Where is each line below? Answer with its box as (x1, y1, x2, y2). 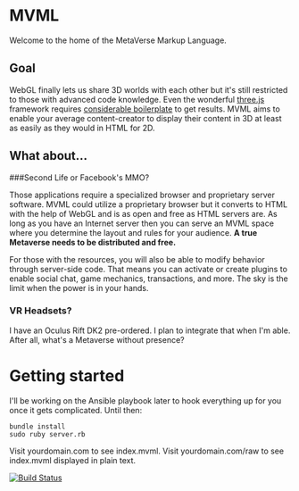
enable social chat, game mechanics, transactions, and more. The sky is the (9, 273, 288, 284)
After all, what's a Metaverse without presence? (9, 334, 185, 345)
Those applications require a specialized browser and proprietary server (9, 189, 275, 200)
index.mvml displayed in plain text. (9, 454, 137, 465)
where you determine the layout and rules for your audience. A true (9, 227, 258, 237)
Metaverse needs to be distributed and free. (9, 237, 177, 247)
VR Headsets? (9, 304, 72, 317)
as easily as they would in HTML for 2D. (9, 122, 155, 133)
